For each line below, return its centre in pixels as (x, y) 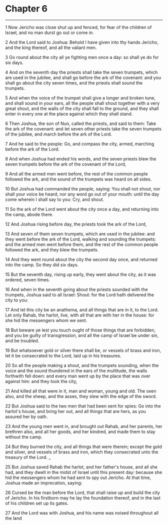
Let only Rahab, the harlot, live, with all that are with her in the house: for (80, 315)
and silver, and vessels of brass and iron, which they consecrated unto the (82, 452)
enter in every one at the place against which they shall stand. (69, 113)
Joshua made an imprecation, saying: (44, 482)
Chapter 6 (26, 9)
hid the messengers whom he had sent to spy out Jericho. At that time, (78, 477)
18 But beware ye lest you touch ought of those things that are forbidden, (80, 330)
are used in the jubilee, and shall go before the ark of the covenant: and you (83, 77)
